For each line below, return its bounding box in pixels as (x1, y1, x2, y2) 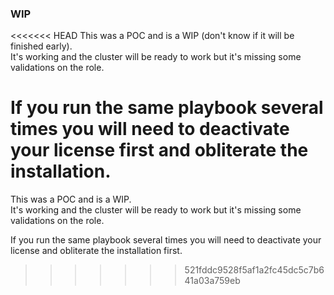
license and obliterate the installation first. (10, 245, 183, 257)
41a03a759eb (184, 275, 241, 287)
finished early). (10, 40, 73, 52)
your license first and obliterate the (10, 139, 309, 162)
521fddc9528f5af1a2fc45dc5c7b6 (184, 264, 325, 276)
